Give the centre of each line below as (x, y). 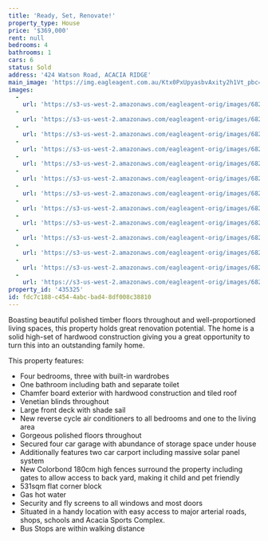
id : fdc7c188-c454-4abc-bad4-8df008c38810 (80, 297)
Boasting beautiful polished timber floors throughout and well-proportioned (132, 320)
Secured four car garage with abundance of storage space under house (138, 444)
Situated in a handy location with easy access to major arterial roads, (133, 512)
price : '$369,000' (39, 30)
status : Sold (30, 68)
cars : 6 (21, 61)
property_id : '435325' (46, 290)
